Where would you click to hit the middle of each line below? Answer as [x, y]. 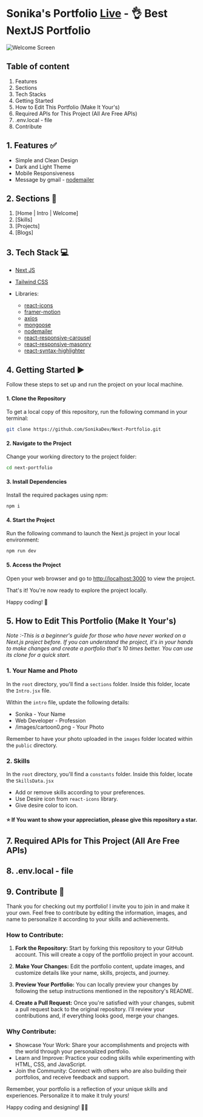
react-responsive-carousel [57, 338]
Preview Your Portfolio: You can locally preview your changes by [97, 985]
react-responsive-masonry [58, 344]
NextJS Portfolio [48, 31]
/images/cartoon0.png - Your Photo [59, 727]
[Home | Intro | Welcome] [47, 213]
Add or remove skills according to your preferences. [80, 792]
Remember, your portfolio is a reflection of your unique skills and [87, 1089]
